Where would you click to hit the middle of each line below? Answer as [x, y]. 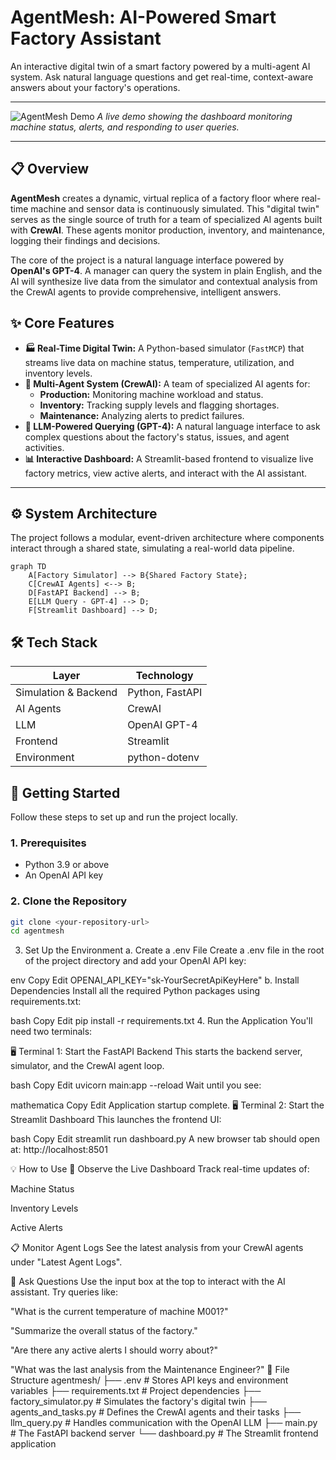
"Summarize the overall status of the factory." [104, 1331]
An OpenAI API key [64, 875]
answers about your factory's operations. [95, 87]
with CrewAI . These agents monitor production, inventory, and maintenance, [167, 230]
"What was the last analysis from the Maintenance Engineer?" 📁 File [150, 1370]
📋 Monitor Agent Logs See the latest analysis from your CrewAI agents [157, 1248]
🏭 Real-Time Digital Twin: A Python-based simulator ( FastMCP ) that [164, 348]
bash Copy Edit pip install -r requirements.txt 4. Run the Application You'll [161, 1021]
